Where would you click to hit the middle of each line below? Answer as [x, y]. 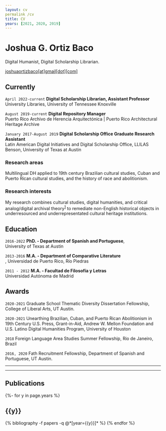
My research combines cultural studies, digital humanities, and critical [76, 202]
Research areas [24, 162]
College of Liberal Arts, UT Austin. [40, 309]
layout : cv [16, 10]
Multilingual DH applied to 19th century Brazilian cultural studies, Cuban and [83, 173]
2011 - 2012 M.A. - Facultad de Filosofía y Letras [56, 271]
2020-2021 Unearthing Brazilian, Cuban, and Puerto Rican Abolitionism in [79, 318]
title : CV [15, 19]
